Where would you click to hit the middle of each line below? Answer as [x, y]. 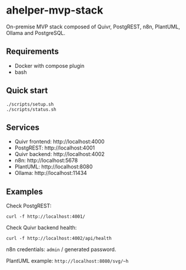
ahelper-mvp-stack [55, 10]
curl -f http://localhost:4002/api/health [59, 239]
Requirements [32, 52]
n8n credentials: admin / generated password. [61, 249]
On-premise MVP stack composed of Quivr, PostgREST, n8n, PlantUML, [93, 27]
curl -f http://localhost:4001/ [46, 217]
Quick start [27, 91]
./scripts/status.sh [31, 109]
